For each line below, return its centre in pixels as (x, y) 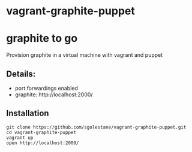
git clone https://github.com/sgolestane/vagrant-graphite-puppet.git (96, 127)
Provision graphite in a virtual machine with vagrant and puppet (85, 55)
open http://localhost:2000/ (43, 143)
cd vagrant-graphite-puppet (41, 132)
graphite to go (42, 39)
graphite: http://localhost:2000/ (54, 95)
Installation (28, 113)
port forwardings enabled (46, 88)
